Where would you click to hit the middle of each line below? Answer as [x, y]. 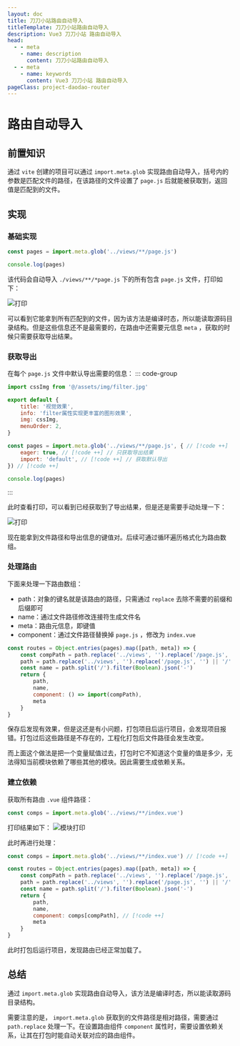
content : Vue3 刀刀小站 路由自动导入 [77, 80]
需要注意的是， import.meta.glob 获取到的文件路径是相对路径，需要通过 [113, 1017]
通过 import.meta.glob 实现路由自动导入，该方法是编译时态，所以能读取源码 [119, 993]
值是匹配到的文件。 [36, 189]
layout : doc [25, 14]
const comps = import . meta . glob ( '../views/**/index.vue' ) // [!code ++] [118, 856]
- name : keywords [46, 74]
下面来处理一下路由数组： [45, 584]
